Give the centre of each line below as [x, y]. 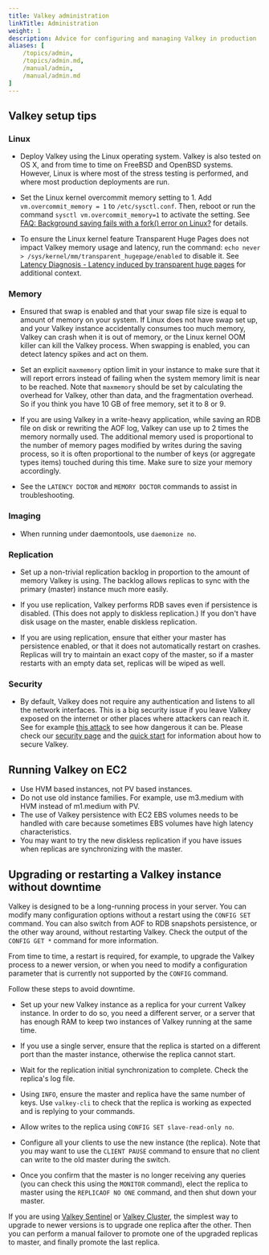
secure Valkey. [44, 744]
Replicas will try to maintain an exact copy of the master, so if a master [137, 655]
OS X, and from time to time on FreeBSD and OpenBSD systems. [126, 165]
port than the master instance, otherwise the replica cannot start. [127, 1054]
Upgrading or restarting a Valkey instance [115, 874]
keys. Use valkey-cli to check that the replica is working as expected [135, 1103]
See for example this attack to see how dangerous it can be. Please [131, 727]
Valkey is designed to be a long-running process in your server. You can [128, 906]
